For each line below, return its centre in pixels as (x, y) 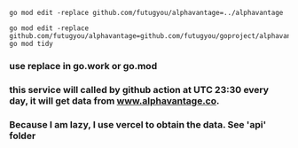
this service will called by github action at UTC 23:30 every (139, 90)
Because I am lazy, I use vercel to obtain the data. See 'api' (138, 124)
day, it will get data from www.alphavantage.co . (114, 100)
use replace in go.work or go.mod (83, 66)
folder (23, 136)
